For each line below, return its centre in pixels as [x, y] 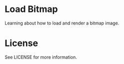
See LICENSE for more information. [41, 57]
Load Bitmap [31, 9]
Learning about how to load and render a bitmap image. [62, 23]
